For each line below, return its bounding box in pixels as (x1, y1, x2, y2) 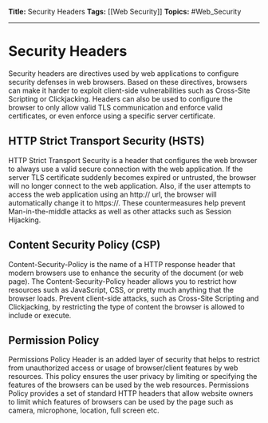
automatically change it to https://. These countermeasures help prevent (8, 198, 246, 207)
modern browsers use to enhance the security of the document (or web (8, 268, 244, 277)
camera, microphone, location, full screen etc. (8, 405, 160, 415)
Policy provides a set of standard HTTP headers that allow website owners (8, 389, 254, 398)
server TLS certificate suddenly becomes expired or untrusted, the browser (8, 172, 257, 182)
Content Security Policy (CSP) (8, 238, 161, 252)
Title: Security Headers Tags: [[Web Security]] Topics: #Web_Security (8, 7, 242, 16)
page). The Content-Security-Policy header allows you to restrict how (8, 276, 237, 286)
